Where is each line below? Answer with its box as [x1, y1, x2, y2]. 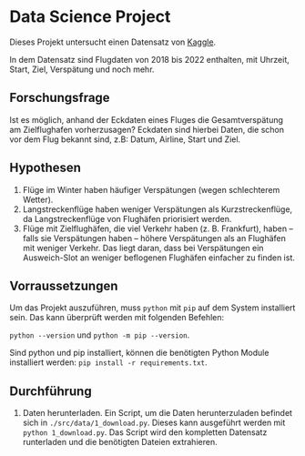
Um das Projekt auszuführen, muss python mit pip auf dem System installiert [9, 302, 296, 313]
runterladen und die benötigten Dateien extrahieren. [22, 437, 218, 448]
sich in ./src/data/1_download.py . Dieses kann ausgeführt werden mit [22, 417, 286, 429]
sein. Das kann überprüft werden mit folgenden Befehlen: [9, 312, 225, 323]
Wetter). [22, 194, 54, 205]
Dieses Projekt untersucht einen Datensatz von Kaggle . [9, 36, 217, 47]
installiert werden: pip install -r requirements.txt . [9, 357, 208, 368]
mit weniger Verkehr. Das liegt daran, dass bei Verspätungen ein [22, 242, 264, 253]
